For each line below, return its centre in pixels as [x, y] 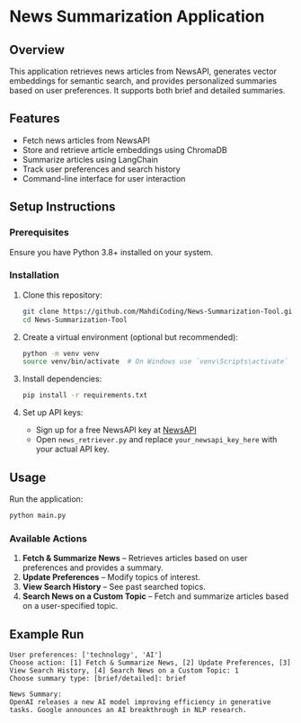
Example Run [47, 634]
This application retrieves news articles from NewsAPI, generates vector [143, 71]
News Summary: [36, 694]
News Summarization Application [137, 17]
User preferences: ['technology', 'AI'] [86, 655]
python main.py [38, 515]
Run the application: [46, 499]
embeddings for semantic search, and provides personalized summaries [143, 81]
